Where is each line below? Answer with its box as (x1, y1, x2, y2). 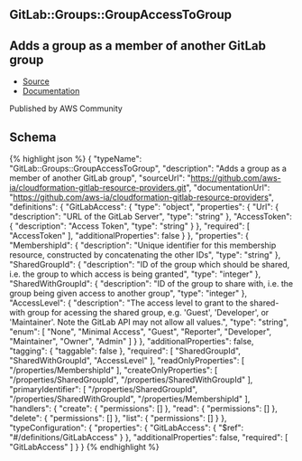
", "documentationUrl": (186, 183, 270, 193)
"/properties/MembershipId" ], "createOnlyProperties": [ (9, 365, 218, 376)
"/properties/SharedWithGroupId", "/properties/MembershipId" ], (9, 393, 251, 405)
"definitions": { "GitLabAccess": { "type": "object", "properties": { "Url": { (9, 202, 279, 212)
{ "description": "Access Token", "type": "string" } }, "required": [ (9, 221, 251, 231)
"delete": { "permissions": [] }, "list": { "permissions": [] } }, (9, 413, 227, 424)
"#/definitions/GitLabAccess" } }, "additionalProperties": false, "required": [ (9, 432, 288, 443)
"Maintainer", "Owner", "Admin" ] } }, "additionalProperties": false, (9, 336, 254, 347)
